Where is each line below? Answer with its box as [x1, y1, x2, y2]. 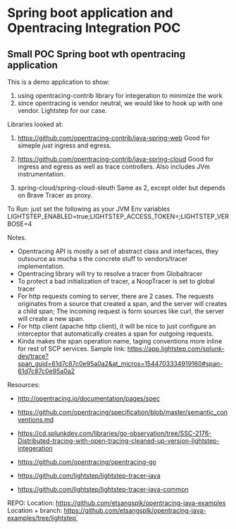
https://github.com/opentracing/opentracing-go [17, 458, 156, 466]
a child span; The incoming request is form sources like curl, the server [17, 307, 225, 315]
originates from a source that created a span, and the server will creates [17, 300, 228, 308]
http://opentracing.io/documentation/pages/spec [17, 394, 161, 403]
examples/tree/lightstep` [7, 513, 79, 522]
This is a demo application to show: [7, 78, 111, 86]
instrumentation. [17, 170, 66, 178]
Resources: [7, 381, 40, 389]
